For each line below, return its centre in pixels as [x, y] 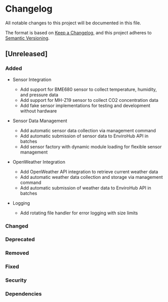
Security [16, 280]
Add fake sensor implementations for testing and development [85, 105]
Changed [17, 226]
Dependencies [24, 294]
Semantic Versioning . [27, 38]
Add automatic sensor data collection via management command [88, 130]
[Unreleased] [27, 54]
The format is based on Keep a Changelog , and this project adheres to [78, 32]
